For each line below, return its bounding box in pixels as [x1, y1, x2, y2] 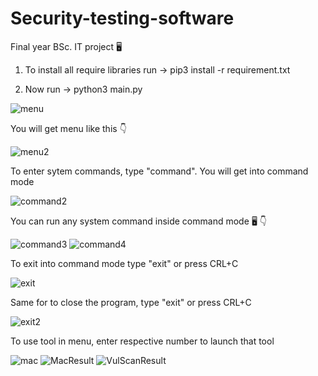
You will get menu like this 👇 [10, 122, 127, 134]
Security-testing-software [10, 7, 235, 30]
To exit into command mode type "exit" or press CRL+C [10, 257, 239, 269]
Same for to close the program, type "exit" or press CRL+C [10, 296, 252, 308]
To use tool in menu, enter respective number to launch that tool [10, 335, 275, 347]
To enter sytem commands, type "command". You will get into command [10, 165, 309, 177]
